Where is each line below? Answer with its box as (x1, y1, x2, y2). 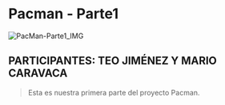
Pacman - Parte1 (8, 5, 119, 23)
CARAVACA (8, 67, 68, 80)
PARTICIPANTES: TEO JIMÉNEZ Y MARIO (8, 54, 218, 68)
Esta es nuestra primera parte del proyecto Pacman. (27, 87, 200, 97)
